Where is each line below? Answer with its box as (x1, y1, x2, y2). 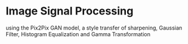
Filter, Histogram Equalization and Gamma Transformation (5, 30, 150, 37)
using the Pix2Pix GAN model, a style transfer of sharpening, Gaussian (5, 24, 183, 31)
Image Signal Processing (5, 4, 134, 18)
